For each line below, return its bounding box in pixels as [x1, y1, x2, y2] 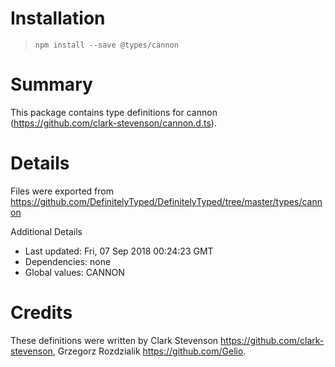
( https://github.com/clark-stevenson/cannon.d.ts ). [10, 117, 217, 129]
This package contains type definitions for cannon [10, 106, 218, 118]
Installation [10, 7, 106, 30]
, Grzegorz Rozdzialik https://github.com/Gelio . [52, 345, 247, 357]
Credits [10, 302, 73, 324]
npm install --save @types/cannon [34, 40, 179, 50]
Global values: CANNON [24, 266, 125, 278]
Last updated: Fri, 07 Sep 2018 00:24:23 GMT [24, 245, 214, 257]
